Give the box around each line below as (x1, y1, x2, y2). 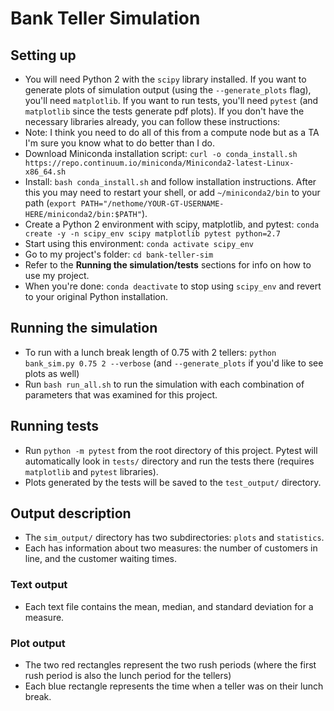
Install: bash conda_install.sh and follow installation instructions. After (24, 176, 317, 187)
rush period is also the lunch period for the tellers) (24, 670, 232, 682)
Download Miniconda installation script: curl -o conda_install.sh (24, 148, 298, 159)
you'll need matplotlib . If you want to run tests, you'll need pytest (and (24, 95, 319, 106)
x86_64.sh (24, 167, 67, 177)
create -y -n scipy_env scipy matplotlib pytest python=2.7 (24, 229, 281, 239)
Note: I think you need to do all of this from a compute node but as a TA (24, 127, 320, 138)
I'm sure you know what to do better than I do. (24, 137, 216, 149)
